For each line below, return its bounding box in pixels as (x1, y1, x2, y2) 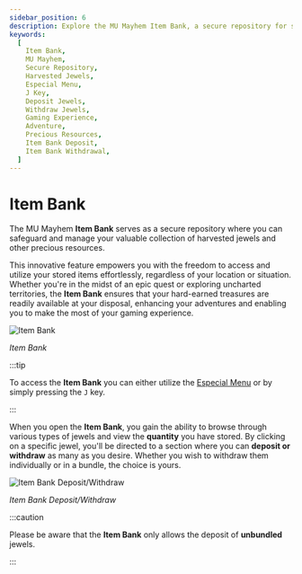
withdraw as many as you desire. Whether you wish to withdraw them (9, 450, 270, 461)
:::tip (9, 360, 26, 371)
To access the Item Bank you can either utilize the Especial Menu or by (9, 377, 272, 388)
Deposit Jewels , (25, 96, 87, 106)
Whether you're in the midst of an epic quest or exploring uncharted (9, 279, 262, 290)
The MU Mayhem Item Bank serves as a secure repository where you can (9, 224, 283, 234)
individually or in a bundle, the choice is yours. (9, 460, 182, 471)
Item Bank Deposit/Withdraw (9, 495, 117, 506)
